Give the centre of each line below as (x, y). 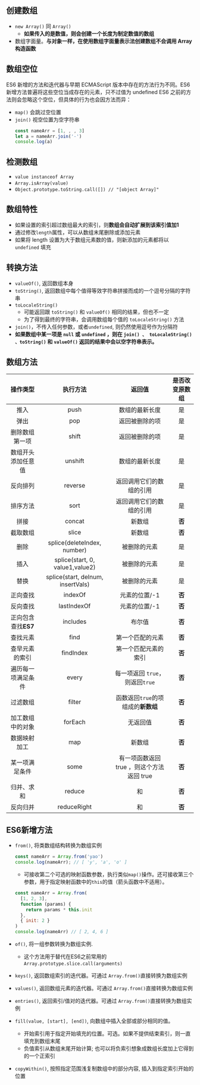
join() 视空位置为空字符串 (47, 119)
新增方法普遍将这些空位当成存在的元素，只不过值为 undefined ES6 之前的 (96, 92)
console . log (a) (34, 142)
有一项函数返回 (140, 758)
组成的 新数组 (140, 706)
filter (75, 702)
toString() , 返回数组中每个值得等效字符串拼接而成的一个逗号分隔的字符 (103, 290)
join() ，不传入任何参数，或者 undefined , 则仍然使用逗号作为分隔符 (96, 327)
